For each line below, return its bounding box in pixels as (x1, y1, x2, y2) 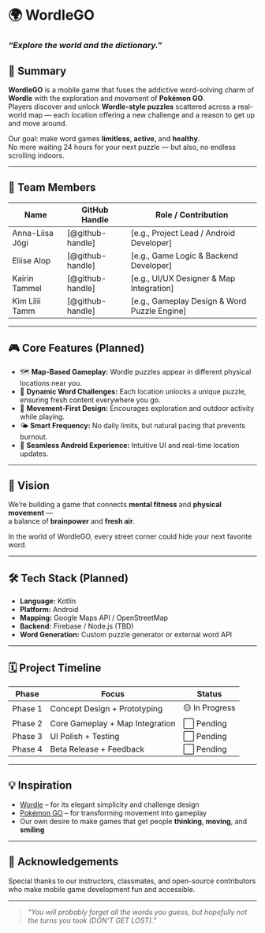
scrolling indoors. (8, 151, 65, 160)
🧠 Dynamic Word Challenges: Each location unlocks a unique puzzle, (19, 386, 247, 396)
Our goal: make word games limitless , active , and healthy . (8, 133, 200, 143)
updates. (19, 449, 49, 458)
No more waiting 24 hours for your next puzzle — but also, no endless (8, 142, 237, 151)
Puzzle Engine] (130, 305, 187, 316)
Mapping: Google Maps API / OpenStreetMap (19, 613, 168, 623)
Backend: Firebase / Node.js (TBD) (19, 621, 134, 631)
